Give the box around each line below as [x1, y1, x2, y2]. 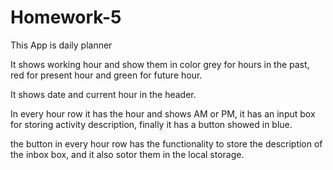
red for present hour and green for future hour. [10, 69, 203, 81]
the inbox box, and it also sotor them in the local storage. [10, 148, 245, 160]
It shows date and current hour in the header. [10, 88, 197, 100]
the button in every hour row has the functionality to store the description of [10, 137, 323, 150]
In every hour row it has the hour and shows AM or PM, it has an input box [10, 107, 316, 120]
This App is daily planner [10, 39, 113, 51]
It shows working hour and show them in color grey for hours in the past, [10, 58, 310, 70]
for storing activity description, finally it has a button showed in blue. [10, 118, 293, 130]
